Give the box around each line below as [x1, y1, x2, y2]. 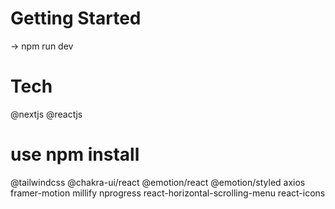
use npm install [10, 143, 140, 166]
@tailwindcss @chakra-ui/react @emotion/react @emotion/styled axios [10, 176, 306, 188]
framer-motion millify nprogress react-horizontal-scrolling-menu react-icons [10, 187, 326, 199]
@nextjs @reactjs [10, 108, 83, 120]
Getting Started [10, 7, 142, 30]
